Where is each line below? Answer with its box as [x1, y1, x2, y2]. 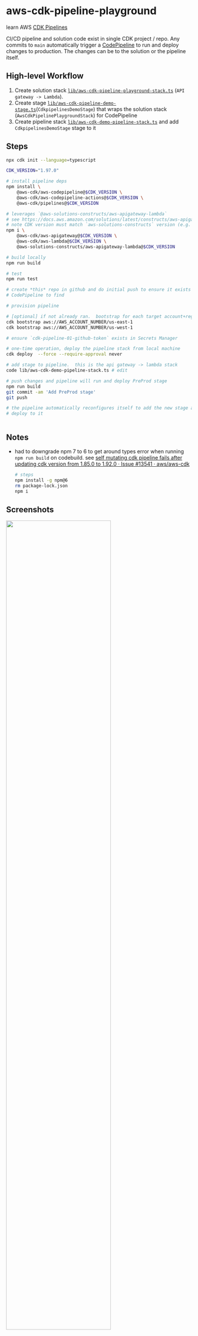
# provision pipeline [6, 303, 60, 309]
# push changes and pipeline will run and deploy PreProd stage [6, 378, 167, 384]
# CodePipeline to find [6, 292, 65, 299]
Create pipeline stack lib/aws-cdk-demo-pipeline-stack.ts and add [14, 118, 179, 125]
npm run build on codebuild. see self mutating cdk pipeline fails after [14, 454, 183, 461]
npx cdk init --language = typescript [6, 157, 96, 163]
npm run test [6, 276, 38, 282]
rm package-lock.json [14, 483, 68, 489]
